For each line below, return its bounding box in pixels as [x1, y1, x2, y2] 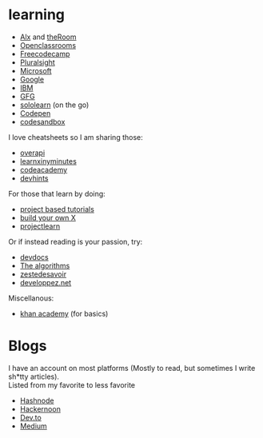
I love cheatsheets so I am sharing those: [8, 132, 143, 141]
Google [19, 74, 45, 84]
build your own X [19, 213, 76, 222]
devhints [19, 173, 49, 183]
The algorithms [19, 261, 70, 270]
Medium [19, 421, 48, 431]
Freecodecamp [19, 49, 70, 58]
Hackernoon [19, 404, 62, 413]
